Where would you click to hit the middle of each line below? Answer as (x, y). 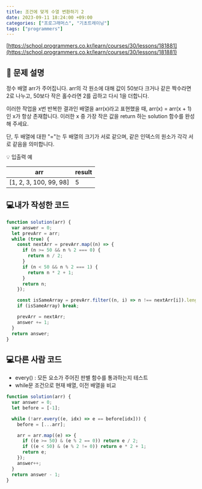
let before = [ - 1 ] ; (36, 408)
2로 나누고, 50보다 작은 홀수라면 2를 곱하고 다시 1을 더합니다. (78, 96)
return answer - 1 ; (36, 475)
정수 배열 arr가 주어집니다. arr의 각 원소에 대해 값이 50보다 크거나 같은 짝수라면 (99, 89)
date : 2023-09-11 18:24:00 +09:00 (50, 17)
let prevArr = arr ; (36, 233)
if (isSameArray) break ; (48, 306)
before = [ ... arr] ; (41, 424)
